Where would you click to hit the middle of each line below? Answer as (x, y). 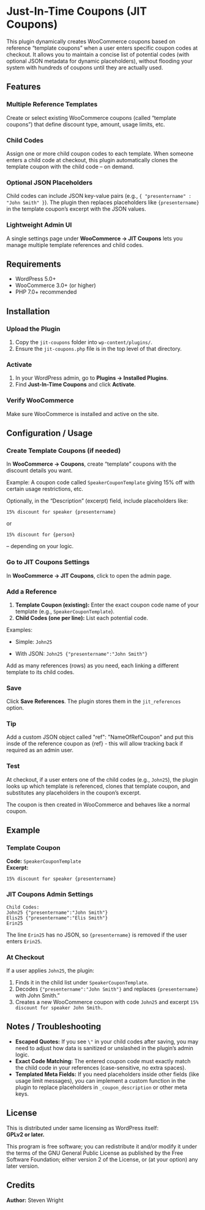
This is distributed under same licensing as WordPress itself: (83, 1128)
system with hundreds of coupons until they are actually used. (85, 67)
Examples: (19, 630)
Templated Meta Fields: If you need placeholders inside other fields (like (107, 1074)
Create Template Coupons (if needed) (64, 450)
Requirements (34, 264)
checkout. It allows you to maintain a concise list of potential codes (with (98, 54)
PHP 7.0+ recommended (46, 292)
